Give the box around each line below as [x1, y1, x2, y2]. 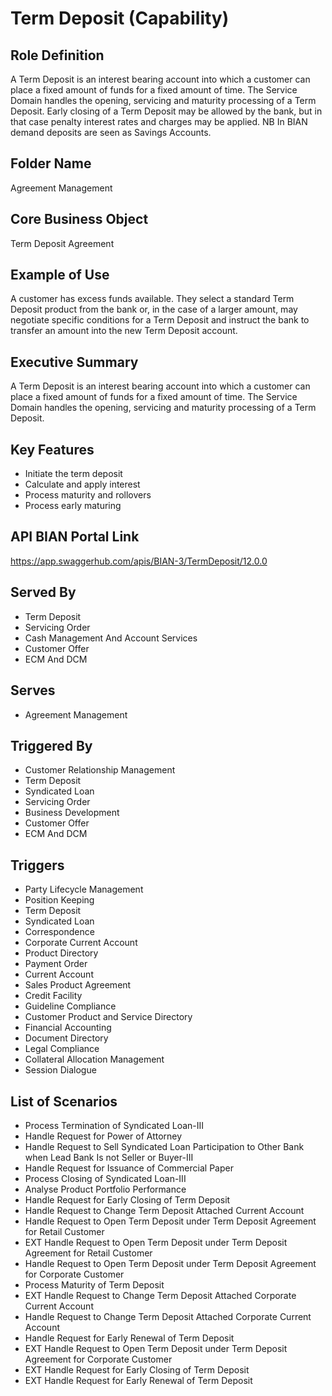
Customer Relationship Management [24, 764, 176, 776]
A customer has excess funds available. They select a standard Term [10, 293, 295, 305]
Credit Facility [24, 990, 83, 1002]
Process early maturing [24, 500, 122, 512]
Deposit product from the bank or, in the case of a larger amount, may [10, 303, 298, 316]
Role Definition [10, 47, 105, 64]
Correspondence [24, 926, 95, 938]
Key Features [10, 441, 95, 458]
